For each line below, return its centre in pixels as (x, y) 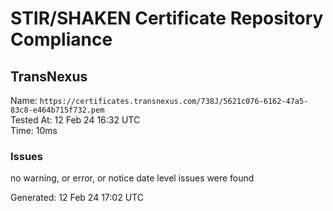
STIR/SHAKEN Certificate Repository (167, 18)
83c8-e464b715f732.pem (57, 110)
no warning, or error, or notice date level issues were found (132, 178)
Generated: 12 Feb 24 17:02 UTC (77, 198)
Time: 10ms (34, 130)
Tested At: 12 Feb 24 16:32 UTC (75, 120)
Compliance (61, 39)
